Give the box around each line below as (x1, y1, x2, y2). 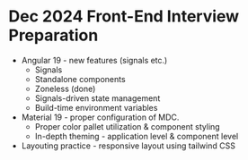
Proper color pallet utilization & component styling (34, 121, 221, 131)
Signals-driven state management (34, 92, 161, 104)
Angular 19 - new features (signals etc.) (21, 55, 168, 65)
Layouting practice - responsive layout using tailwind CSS (21, 140, 235, 151)
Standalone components (34, 73, 127, 84)
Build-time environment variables (34, 102, 158, 113)
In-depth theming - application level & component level (34, 131, 239, 141)
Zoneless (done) (34, 83, 96, 94)
